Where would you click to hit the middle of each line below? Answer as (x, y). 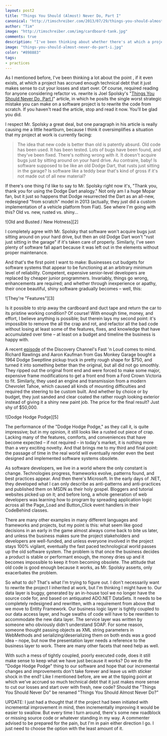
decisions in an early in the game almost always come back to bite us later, (82, 531)
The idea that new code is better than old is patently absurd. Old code (89, 145)
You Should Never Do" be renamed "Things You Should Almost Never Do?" (82, 692)
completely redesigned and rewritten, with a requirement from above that (80, 604)
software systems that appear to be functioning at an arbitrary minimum (79, 268)
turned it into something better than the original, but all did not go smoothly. (83, 365)
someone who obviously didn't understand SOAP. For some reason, (75, 625)
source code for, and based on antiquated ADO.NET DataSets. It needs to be (83, 598)
